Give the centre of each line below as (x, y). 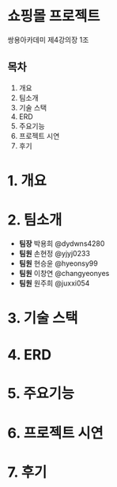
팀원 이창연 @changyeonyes (64, 273)
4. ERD (30, 355)
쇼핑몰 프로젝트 (54, 16)
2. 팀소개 (35, 220)
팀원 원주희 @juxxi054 (54, 283)
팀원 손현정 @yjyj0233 (54, 253)
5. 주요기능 (41, 394)
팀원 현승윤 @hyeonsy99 (58, 263)
